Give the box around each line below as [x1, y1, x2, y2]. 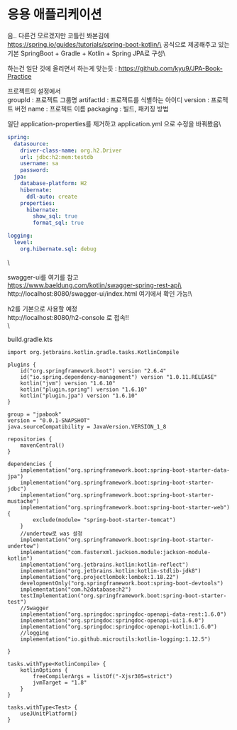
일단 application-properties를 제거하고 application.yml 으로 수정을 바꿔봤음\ [7, 119, 221, 128]
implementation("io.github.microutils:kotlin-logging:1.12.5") [20, 636, 211, 643]
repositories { [7, 436, 53, 443]
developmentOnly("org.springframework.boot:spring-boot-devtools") [20, 580, 224, 587]
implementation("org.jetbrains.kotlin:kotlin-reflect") [20, 561, 189, 568]
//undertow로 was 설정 [20, 530, 83, 537]
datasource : [13, 140, 50, 148]
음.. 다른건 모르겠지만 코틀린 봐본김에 [7, 31, 110, 40]
